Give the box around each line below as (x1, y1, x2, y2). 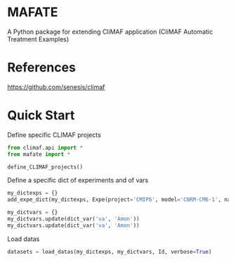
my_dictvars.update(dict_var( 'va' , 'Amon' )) (7, 222, 140, 229)
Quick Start (7, 107, 75, 124)
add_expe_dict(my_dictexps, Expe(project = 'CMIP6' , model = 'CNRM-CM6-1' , (7, 196, 221, 204)
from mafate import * (7, 150, 71, 158)
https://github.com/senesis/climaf (7, 82, 105, 91)
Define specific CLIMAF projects (7, 131, 102, 139)
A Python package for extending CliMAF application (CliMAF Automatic (7, 27, 214, 36)
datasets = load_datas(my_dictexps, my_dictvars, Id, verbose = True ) (7, 248, 212, 255)
